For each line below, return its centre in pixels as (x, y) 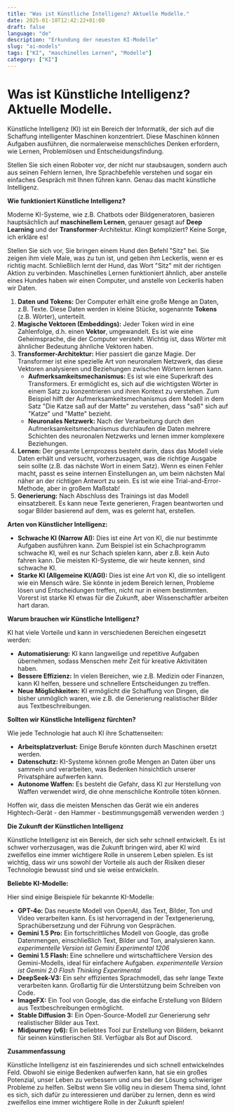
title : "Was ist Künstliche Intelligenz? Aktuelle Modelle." (99, 14)
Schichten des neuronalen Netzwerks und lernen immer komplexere (126, 436)
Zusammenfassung (36, 1051)
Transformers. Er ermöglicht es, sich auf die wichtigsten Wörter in (123, 383)
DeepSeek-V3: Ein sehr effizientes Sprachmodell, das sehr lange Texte (120, 977)
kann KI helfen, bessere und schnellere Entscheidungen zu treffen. (114, 683)
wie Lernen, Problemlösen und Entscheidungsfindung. (86, 151)
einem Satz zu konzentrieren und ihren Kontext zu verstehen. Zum (123, 391)
